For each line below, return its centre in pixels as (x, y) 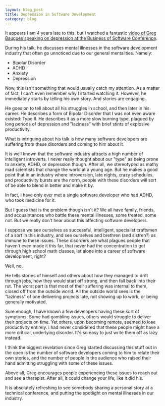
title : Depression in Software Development (51, 14)
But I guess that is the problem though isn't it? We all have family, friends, (80, 210)
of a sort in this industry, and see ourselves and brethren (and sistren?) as (81, 235)
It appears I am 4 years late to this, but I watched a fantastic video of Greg (81, 33)
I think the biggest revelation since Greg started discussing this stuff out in (81, 348)
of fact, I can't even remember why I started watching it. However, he (76, 93)
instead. (13, 338)
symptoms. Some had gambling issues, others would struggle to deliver (78, 317)
